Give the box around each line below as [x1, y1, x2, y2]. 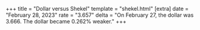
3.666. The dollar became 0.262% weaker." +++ [5, 18, 127, 25]
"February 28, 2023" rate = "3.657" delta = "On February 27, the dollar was [5, 11, 194, 19]
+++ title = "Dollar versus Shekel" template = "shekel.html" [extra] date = [5, 5, 189, 12]
